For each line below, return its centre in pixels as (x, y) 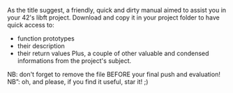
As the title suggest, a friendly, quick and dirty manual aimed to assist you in (117, 10)
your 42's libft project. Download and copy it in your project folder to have (113, 17)
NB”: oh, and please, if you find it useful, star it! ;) (78, 82)
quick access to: (31, 25)
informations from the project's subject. (74, 61)
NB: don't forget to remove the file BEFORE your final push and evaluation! (114, 74)
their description (41, 46)
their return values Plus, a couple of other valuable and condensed (113, 53)
